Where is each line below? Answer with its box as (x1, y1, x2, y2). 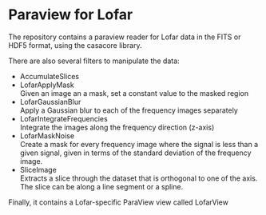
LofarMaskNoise (19, 130, 74, 141)
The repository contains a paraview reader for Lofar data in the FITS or (8, 32, 241, 42)
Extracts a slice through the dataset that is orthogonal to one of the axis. (19, 173, 258, 183)
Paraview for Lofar (8, 6, 133, 24)
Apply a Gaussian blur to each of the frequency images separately (19, 106, 238, 115)
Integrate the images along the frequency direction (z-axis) (19, 122, 215, 132)
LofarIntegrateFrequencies (19, 113, 108, 123)
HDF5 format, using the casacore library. (8, 40, 142, 50)
